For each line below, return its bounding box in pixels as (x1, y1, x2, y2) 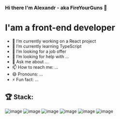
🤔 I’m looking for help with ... (12, 53, 69, 59)
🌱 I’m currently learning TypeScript (12, 43, 82, 49)
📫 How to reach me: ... (12, 64, 59, 70)
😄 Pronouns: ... (12, 71, 44, 77)
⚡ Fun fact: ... (12, 76, 39, 82)
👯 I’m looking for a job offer (12, 48, 66, 54)
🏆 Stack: (5, 93, 34, 101)
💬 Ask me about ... (12, 59, 49, 64)
